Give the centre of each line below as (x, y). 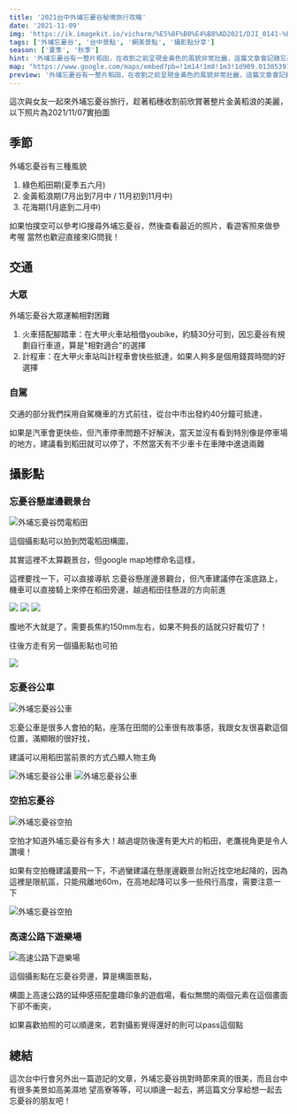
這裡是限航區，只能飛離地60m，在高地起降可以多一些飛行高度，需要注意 (141, 881)
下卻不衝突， (32, 1006)
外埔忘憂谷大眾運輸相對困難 (60, 316)
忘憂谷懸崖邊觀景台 (50, 501)
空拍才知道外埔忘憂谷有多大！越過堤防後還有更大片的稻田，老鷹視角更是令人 (148, 841)
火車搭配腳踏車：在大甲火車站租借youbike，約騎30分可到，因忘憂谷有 (150, 334)
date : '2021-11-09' (45, 26)
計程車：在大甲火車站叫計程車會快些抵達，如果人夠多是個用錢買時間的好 (153, 357)
